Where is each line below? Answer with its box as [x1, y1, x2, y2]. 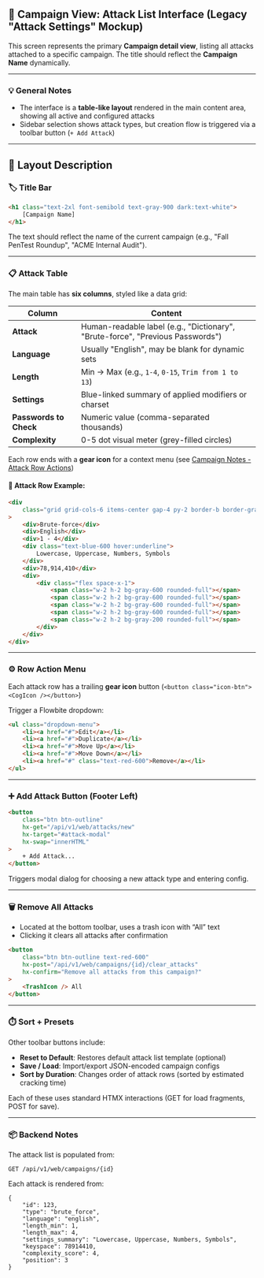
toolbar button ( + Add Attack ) [19, 128, 115, 138]
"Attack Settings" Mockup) [8, 20, 144, 34]
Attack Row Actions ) [8, 463, 75, 472]
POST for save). [8, 1101, 60, 1111]
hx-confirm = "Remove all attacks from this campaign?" [22, 968, 202, 976]
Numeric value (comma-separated [81, 412, 210, 423]
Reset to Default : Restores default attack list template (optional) [19, 1053, 226, 1062]
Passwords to [12, 412, 64, 423]
